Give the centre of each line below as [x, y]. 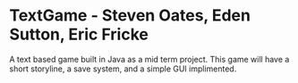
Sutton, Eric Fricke [79, 34]
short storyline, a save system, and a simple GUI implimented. [123, 69]
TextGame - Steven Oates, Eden [130, 16]
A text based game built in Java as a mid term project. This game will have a [149, 59]
